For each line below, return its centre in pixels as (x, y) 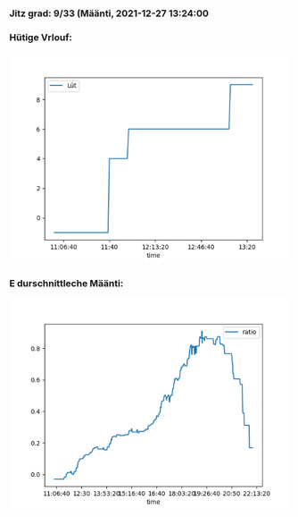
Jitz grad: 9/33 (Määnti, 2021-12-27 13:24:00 (109, 13)
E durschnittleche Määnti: (66, 284)
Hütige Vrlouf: (41, 37)
